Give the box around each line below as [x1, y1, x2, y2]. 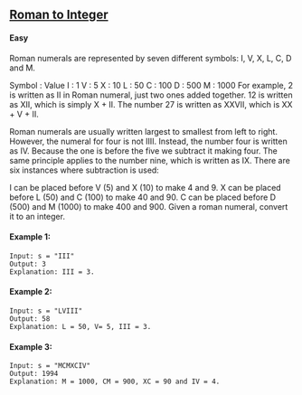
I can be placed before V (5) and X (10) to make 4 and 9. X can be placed [9, 182, 282, 193]
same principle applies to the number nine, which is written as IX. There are [9, 155, 291, 165]
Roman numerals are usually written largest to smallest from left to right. [9, 126, 278, 136]
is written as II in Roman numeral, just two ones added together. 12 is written [9, 89, 293, 100]
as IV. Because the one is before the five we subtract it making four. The [9, 145, 278, 156]
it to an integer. [9, 211, 66, 221]
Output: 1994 [9, 370, 59, 379]
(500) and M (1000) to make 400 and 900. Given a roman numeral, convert [9, 201, 288, 212]
